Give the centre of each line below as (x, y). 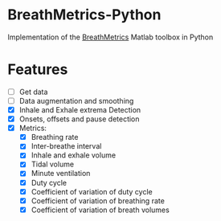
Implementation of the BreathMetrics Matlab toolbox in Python (110, 37)
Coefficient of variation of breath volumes (100, 210)
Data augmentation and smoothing (76, 100)
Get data (33, 92)
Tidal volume (52, 164)
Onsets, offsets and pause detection (79, 119)
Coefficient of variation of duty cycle (92, 191)
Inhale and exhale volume (74, 155)
